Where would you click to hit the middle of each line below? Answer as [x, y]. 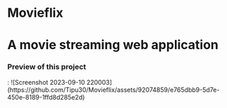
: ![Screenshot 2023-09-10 [46, 82]
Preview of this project [47, 67]
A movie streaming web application [113, 45]
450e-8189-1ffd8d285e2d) [46, 97]
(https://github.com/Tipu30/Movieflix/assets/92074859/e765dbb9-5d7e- [114, 90]
